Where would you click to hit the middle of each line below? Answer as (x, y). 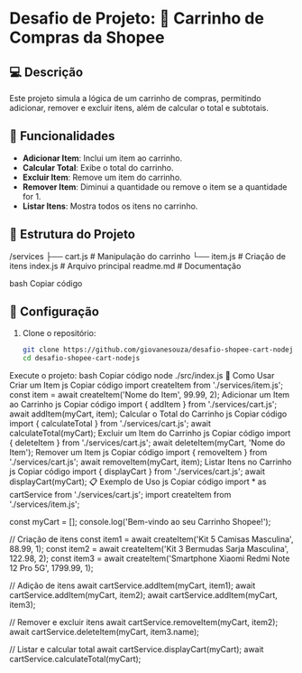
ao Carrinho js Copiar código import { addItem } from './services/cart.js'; (143, 405)
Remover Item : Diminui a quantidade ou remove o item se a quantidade (155, 187)
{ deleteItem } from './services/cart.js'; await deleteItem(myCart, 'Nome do (147, 443)
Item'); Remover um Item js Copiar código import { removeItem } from (138, 453)
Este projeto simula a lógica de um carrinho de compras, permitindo (135, 98)
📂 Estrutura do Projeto (72, 234)
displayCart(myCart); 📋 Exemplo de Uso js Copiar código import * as (138, 481)
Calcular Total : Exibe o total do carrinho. (98, 167)
